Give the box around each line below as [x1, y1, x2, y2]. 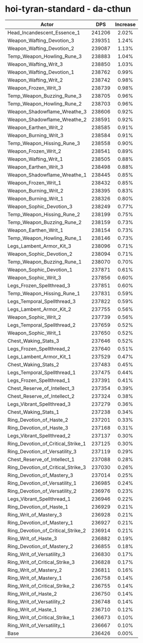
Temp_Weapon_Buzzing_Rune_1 [7, 258, 82, 265]
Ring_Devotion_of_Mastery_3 [7, 472, 74, 479]
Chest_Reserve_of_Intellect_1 [7, 456, 75, 463]
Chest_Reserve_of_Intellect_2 [7, 393, 75, 399]
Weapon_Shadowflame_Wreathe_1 [7, 171, 87, 178]
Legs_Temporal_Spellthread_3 [7, 298, 76, 304]
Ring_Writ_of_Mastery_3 [7, 511, 62, 518]
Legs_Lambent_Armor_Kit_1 [7, 353, 72, 360]
